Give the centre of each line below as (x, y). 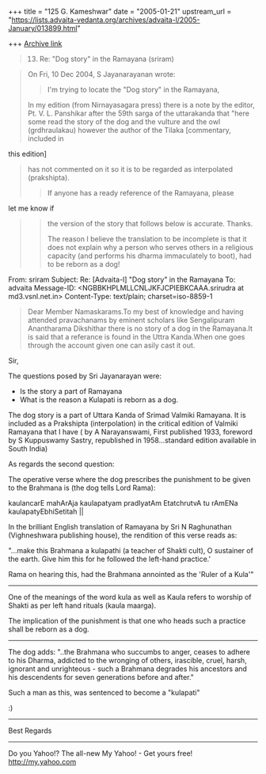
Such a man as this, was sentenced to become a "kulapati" (104, 692)
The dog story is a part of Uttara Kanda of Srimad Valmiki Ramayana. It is (127, 415)
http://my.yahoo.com (42, 762)
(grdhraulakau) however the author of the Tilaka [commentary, (129, 130)
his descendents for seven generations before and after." (101, 677)
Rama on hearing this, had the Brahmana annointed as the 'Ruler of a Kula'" (131, 574)
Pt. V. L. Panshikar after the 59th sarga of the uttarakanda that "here (138, 113)
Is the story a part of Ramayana (71, 391)
